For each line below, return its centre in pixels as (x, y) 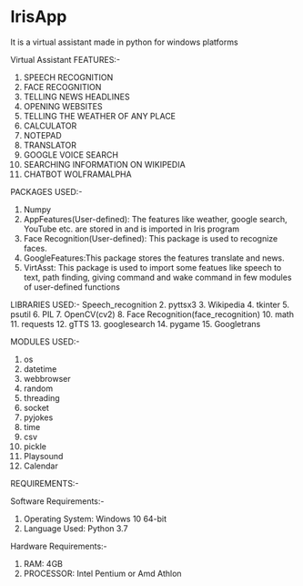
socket (36, 407)
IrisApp (39, 17)
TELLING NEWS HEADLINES (76, 97)
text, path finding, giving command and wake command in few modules (157, 277)
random (38, 388)
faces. (35, 248)
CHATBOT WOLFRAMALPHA (77, 174)
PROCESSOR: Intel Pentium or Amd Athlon (102, 573)
